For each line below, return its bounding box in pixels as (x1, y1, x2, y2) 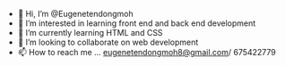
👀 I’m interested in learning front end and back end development (17, 18, 256, 29)
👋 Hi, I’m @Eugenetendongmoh (17, 9, 134, 19)
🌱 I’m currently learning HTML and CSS (17, 28, 163, 37)
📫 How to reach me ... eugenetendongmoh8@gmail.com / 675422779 (17, 47, 276, 57)
